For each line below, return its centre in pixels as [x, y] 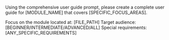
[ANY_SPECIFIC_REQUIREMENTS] [41, 33]
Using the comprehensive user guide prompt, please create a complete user [85, 7]
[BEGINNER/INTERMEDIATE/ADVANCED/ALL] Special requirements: [76, 27]
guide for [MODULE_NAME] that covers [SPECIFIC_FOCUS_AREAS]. [76, 12]
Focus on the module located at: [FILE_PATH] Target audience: [71, 22]
